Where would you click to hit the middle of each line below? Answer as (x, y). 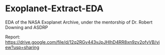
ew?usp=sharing (22, 47)
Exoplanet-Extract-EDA (54, 9)
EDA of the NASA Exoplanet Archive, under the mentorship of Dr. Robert (79, 22)
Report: (13, 37)
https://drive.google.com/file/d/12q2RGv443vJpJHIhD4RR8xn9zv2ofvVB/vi (82, 42)
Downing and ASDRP (27, 27)
